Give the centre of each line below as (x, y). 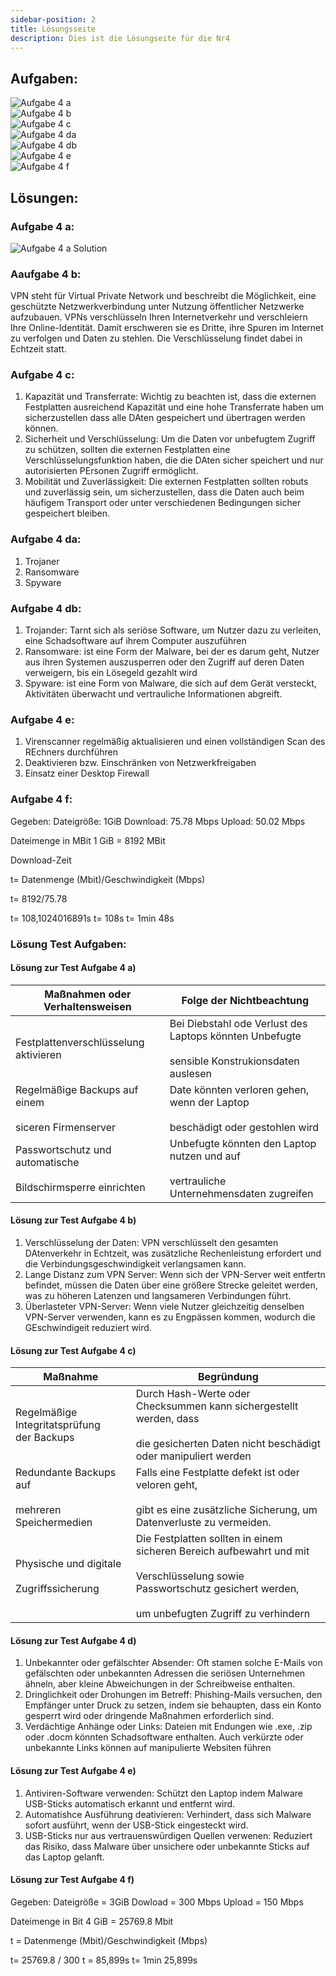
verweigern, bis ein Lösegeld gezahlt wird (111, 673)
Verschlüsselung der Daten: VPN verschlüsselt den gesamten (151, 1242)
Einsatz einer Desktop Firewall (87, 773)
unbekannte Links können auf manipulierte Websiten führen (148, 1748)
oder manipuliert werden (193, 1456)
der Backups (45, 1438)
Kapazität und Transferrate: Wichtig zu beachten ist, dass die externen (170, 397)
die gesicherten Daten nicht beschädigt (228, 1444)
